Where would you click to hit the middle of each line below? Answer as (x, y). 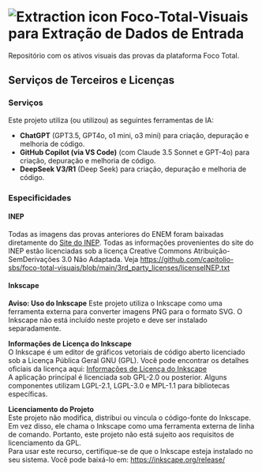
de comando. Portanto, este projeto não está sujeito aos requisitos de (121, 434)
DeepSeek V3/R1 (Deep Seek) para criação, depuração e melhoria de (133, 169)
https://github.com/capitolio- (187, 259)
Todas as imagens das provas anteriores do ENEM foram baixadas (116, 234)
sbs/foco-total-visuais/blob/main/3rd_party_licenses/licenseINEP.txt (119, 268)
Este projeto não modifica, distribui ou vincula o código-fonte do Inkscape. (129, 418)
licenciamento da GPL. (45, 443)
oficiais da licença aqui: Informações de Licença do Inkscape (108, 369)
